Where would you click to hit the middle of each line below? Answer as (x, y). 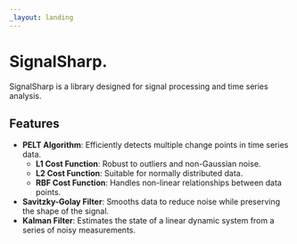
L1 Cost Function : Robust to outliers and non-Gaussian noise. (148, 164)
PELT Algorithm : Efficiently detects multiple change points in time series (155, 145)
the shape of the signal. (66, 211)
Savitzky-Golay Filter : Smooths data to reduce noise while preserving (151, 202)
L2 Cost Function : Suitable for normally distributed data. (139, 174)
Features (34, 123)
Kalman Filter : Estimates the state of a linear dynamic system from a (148, 221)
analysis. (25, 95)
